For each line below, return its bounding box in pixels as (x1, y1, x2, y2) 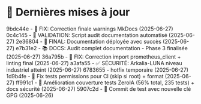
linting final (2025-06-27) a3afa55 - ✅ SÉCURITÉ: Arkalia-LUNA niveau (6, 59, 182, 66)
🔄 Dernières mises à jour (6, 5, 130, 19)
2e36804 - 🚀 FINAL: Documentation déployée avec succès (16, 38, 162, 45)
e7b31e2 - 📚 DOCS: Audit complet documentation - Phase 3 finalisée (16, 44, 188, 51)
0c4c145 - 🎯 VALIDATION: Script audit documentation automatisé (6, 31, 168, 38)
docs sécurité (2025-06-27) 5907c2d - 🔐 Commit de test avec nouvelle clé (6, 85, 191, 92)
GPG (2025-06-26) (6, 91, 54, 99)
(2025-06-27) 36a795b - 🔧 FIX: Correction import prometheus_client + (6, 53, 181, 60)
